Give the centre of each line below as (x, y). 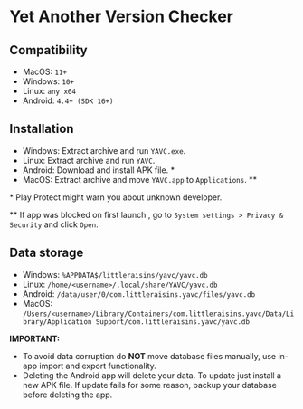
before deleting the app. (67, 395)
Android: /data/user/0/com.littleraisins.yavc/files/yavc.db (139, 294)
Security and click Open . (54, 224)
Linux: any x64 (49, 91)
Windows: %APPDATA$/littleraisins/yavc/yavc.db (115, 274)
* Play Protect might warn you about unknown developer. (116, 197)
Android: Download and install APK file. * (98, 170)
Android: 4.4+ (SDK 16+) (68, 100)
